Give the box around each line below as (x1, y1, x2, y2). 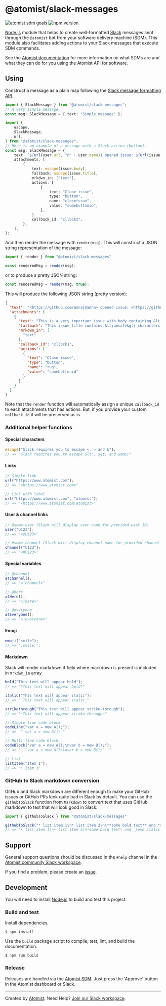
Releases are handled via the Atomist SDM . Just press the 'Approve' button (5, 975, 158, 982)
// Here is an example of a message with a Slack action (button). (5, 143, 147, 148)
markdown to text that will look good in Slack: (5, 804, 98, 810)
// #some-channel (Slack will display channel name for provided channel (5, 540, 161, 546)
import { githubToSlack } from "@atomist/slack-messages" (5, 814, 127, 819)
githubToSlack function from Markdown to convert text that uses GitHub (5, 799, 148, 805)
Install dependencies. (5, 920, 49, 926)
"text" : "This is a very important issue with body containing (18, 319, 152, 324)
